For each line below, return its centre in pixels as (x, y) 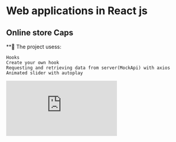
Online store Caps (40, 33)
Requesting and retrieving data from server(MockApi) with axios (88, 68)
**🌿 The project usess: (34, 47)
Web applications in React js (77, 11)
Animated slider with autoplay (45, 73)
